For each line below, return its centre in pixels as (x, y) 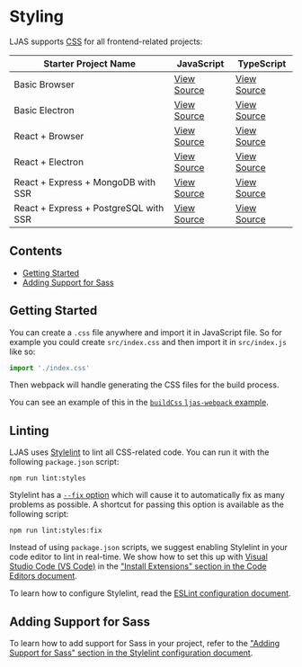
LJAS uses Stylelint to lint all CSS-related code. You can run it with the (139, 452)
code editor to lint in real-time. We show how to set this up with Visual (138, 557)
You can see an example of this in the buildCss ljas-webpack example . (139, 403)
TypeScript (262, 63)
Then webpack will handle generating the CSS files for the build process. (144, 385)
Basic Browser (44, 84)
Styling (37, 17)
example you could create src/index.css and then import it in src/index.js (148, 342)
